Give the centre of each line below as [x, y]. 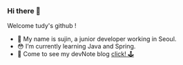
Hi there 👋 [24, 11]
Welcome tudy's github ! [42, 26]
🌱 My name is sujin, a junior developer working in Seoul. [97, 39]
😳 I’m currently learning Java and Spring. [76, 47]
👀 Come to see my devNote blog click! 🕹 [76, 54]
